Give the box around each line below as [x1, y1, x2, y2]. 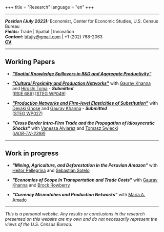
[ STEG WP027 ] [12, 110, 43, 116]
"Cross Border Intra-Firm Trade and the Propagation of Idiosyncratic [12, 120, 155, 126]
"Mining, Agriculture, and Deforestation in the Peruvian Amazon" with [12, 162, 158, 168]
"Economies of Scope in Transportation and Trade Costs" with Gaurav [12, 177, 158, 183]
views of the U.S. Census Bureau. [5, 221, 73, 227]
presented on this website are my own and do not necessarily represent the [5, 216, 158, 222]
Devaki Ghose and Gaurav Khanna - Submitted [12, 105, 107, 111]
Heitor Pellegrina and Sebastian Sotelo [12, 167, 90, 173]
